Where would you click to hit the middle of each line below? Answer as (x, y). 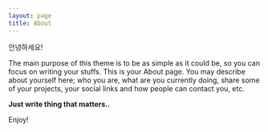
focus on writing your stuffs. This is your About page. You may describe (127, 71)
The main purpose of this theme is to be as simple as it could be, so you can (134, 63)
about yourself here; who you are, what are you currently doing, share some (134, 80)
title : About (30, 23)
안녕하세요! (26, 47)
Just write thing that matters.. (59, 104)
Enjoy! (19, 119)
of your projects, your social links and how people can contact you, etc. (126, 88)
